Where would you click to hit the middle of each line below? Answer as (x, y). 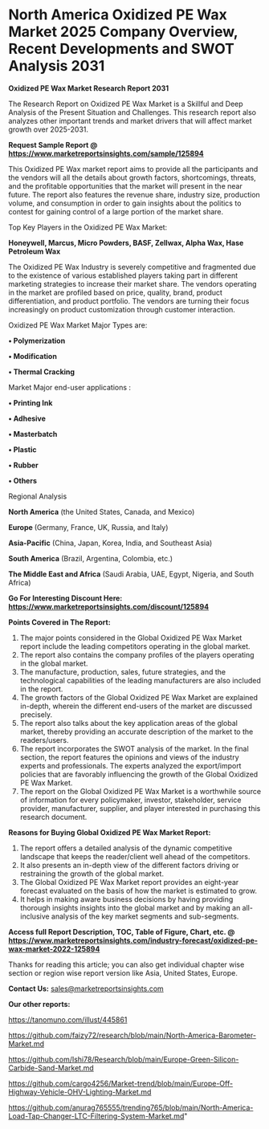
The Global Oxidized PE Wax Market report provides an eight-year (129, 882)
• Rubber (23, 465)
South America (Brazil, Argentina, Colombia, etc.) (91, 558)
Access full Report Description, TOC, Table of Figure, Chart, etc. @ (122, 931)
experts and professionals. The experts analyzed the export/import (130, 765)
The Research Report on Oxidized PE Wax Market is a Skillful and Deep (126, 104)
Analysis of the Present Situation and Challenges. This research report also (132, 112)
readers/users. (44, 740)
